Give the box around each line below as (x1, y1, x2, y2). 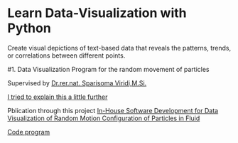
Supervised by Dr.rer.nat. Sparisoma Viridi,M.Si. (7, 78, 147, 87)
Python (7, 20, 51, 36)
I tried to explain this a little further (7, 92, 108, 101)
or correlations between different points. (7, 51, 126, 60)
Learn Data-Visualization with (7, 5, 187, 21)
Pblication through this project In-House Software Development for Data (7, 106, 219, 115)
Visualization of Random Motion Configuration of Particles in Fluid (7, 114, 200, 122)
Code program (7, 127, 50, 136)
